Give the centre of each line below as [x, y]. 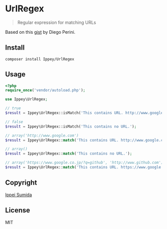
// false [14, 122]
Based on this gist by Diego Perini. [40, 32]
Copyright [21, 183]
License [18, 210]
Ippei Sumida [19, 195]
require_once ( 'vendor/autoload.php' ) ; [45, 90]
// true [13, 108]
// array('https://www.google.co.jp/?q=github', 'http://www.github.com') [84, 163]
